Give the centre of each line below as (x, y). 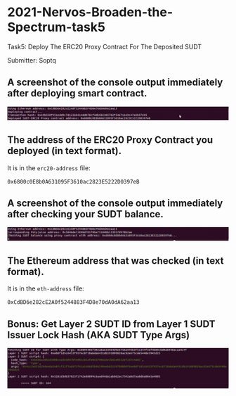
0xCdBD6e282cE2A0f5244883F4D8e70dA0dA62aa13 (73, 302)
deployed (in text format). (64, 151)
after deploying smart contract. (77, 93)
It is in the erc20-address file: (49, 168)
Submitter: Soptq (32, 60)
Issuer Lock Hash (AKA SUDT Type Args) (99, 335)
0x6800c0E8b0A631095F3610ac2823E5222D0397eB (73, 181)
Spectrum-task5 (56, 27)
